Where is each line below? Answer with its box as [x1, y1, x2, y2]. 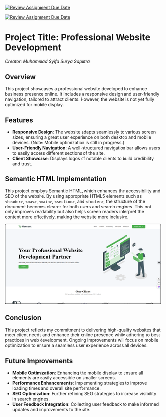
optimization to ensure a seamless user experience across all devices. [5, 342, 148, 348]
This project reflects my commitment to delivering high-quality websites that [5, 327, 161, 333]
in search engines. [12, 396, 50, 402]
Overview [5, 73, 36, 81]
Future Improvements [5, 356, 73, 365]
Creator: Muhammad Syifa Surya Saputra [5, 58, 90, 64]
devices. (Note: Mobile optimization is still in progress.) [12, 139, 124, 145]
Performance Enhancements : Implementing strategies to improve [12, 380, 147, 386]
